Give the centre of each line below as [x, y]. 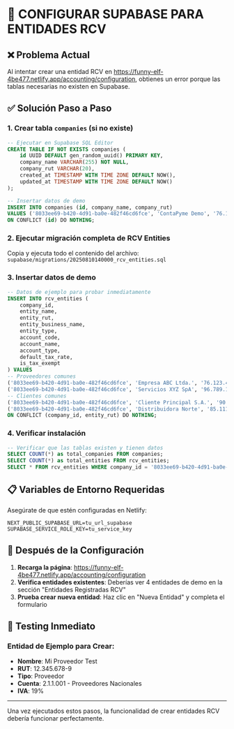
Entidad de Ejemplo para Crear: [61, 647]
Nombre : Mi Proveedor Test [57, 661]
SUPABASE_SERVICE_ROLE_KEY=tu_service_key [70, 529]
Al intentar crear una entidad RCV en [60, 72]
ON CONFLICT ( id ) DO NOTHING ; [51, 220]
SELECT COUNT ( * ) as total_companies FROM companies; [85, 454]
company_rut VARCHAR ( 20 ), [57, 169]
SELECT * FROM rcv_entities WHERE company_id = [78, 467]
